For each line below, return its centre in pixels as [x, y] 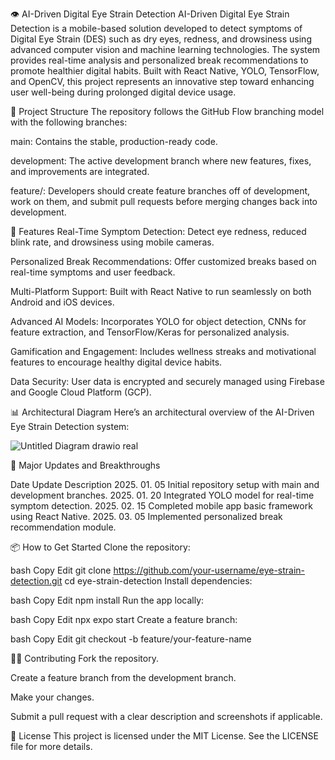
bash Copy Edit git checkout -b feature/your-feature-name [131, 639]
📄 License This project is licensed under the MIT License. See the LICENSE [165, 736]
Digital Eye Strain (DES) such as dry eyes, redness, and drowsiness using [161, 39]
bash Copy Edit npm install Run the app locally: [107, 600]
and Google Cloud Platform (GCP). [81, 392]
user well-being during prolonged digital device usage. [123, 92]
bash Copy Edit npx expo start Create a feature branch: [124, 619]
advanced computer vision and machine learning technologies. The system [165, 49]
